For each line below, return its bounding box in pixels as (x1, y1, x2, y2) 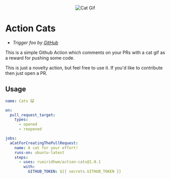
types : (14, 117, 28, 122)
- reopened (18, 126, 42, 132)
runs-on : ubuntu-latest (14, 150, 65, 155)
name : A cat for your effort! (14, 145, 79, 150)
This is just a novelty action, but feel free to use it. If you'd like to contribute (5, 64, 163, 71)
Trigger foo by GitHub (12, 39, 58, 45)
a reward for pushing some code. (5, 55, 75, 61)
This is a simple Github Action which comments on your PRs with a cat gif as (5, 49, 165, 56)
